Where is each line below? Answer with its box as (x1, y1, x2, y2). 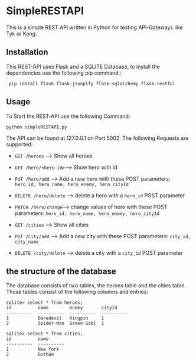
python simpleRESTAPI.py (6, 124, 67, 130)
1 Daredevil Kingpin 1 (6, 315, 104, 321)
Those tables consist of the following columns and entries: (6, 289, 149, 296)
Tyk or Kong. (6, 30, 37, 37)
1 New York (6, 347, 60, 353)
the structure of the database (6, 266, 116, 276)
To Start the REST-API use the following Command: (6, 113, 130, 120)
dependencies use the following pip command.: (6, 69, 122, 76)
